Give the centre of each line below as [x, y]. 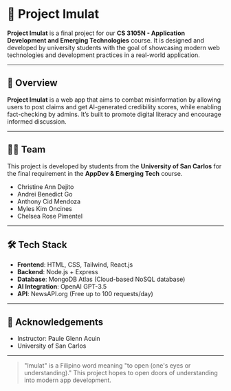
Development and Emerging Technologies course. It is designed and [106, 40]
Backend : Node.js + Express [57, 272]
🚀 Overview [32, 83]
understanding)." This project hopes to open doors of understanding [121, 373]
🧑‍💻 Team [26, 149]
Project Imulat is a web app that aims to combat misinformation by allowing [114, 100]
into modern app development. [68, 380]
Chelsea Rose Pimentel [50, 216]
